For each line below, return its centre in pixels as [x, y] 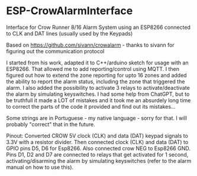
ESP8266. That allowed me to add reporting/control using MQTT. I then [93, 69]
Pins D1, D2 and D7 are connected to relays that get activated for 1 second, [97, 154]
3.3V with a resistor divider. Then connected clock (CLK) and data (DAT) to [97, 142]
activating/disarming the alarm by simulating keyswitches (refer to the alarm [99, 161]
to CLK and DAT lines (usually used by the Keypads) [70, 33]
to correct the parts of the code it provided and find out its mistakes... [91, 106]
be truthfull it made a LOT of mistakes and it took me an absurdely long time [98, 100]
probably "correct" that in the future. [51, 124]
